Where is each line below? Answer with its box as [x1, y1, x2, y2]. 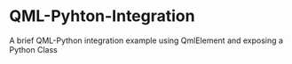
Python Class [9, 44, 58, 54]
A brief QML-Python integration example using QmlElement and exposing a [9, 35, 284, 46]
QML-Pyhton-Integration [9, 6, 195, 26]
